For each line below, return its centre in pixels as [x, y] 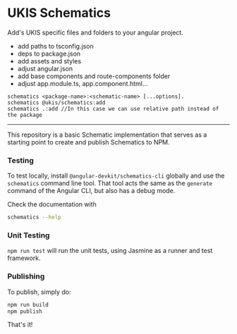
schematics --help [34, 217]
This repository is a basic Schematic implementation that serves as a [107, 135]
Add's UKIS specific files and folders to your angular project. [95, 32]
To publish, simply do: [39, 292]
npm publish [25, 311]
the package [25, 115]
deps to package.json [49, 54]
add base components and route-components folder [94, 76]
